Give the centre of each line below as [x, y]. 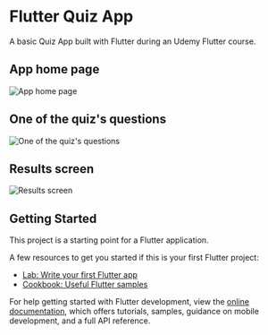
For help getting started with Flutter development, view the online [130, 302]
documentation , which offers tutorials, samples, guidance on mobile [134, 312]
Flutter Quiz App [71, 17]
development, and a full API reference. [80, 321]
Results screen [52, 169]
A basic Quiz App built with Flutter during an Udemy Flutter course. [133, 41]
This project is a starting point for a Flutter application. [109, 240]
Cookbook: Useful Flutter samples [85, 285]
